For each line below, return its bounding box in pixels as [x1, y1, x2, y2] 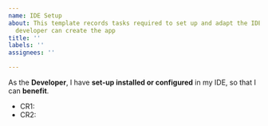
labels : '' [8, 41, 45, 49]
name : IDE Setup [8, 11, 62, 20]
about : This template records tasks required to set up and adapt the [8, 19, 248, 27]
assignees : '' [8, 49, 56, 57]
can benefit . [8, 86, 49, 96]
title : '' [8, 33, 41, 42]
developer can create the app [15, 26, 116, 34]
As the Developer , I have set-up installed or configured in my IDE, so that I [8, 77, 257, 87]
